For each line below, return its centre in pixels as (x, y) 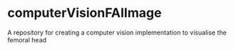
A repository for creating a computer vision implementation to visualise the (117, 32)
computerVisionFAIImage (85, 13)
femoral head (27, 39)
